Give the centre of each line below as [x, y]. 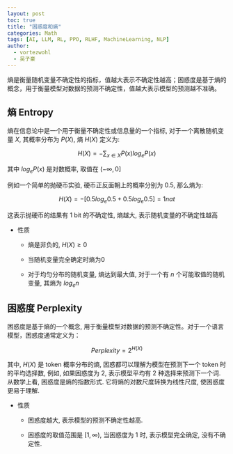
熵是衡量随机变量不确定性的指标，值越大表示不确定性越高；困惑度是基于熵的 [117, 79]
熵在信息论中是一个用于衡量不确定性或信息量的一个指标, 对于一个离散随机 [112, 130]
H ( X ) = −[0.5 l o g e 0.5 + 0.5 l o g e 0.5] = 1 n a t [117, 200]
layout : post [26, 14]
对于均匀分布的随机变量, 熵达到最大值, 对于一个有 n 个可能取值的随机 [126, 274]
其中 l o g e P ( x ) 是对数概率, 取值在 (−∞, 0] [64, 170]
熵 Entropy [30, 112]
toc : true [22, 20]
